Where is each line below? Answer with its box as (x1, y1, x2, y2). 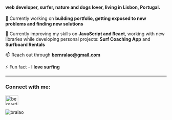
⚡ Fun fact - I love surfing (5, 64, 60, 70)
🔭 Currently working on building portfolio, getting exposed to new (5, 15, 146, 21)
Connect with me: (5, 83, 51, 90)
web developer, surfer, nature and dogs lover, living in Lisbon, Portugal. (5, 4, 160, 10)
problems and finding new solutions (5, 21, 83, 27)
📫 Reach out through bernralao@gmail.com (5, 52, 101, 58)
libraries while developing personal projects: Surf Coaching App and (5, 36, 151, 42)
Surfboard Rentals (5, 41, 45, 48)
